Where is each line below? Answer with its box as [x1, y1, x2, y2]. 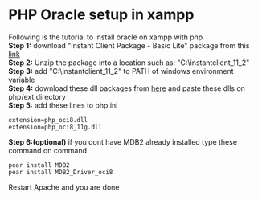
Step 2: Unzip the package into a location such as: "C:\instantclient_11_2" [8, 58, 250, 67]
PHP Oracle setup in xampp [8, 6, 195, 24]
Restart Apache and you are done [8, 182, 120, 192]
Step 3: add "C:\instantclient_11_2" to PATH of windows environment [8, 66, 234, 76]
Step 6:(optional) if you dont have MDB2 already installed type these [8, 137, 238, 146]
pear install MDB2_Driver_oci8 [8, 168, 113, 176]
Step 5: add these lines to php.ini [8, 100, 118, 110]
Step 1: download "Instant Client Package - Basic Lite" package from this [8, 40, 250, 50]
